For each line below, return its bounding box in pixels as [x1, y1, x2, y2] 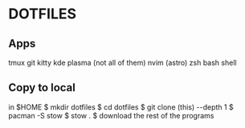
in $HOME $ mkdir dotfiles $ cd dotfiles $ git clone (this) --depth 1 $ [8, 102, 235, 112]
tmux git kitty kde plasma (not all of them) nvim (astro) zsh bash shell [8, 58, 237, 67]
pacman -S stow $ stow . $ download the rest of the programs [8, 110, 214, 120]
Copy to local [8, 81, 76, 94]
